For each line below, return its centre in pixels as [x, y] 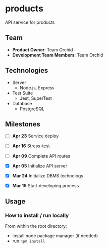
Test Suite [23, 93]
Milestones [23, 124]
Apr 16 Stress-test [31, 146]
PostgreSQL [32, 109]
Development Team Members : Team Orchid [58, 55]
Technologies [27, 70]
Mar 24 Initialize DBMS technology [48, 175]
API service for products [30, 22]
